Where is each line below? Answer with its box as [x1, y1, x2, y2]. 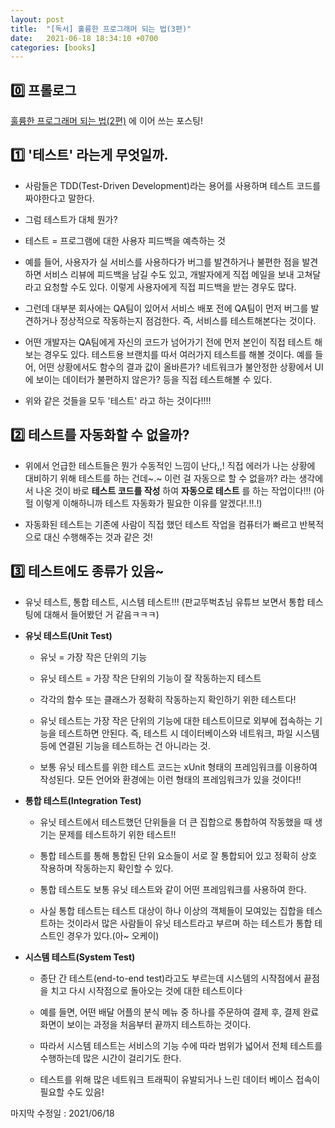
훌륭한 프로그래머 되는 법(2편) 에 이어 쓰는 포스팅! [10, 115, 203, 127]
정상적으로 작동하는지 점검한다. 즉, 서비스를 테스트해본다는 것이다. [59, 314, 317, 326]
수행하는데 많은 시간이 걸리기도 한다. [39, 1052, 182, 1064]
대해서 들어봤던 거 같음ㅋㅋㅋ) [43, 608, 160, 620]
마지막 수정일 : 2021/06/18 [10, 1107, 115, 1119]
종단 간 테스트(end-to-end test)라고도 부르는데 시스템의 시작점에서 [39, 972, 302, 984]
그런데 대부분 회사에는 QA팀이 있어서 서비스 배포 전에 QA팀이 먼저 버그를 [24, 302, 309, 314]
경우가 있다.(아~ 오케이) [66, 929, 160, 941]
